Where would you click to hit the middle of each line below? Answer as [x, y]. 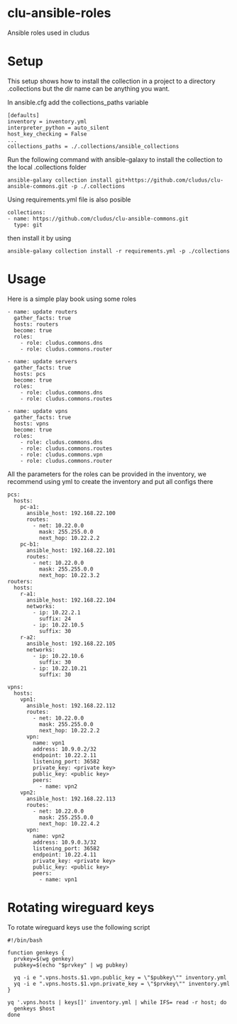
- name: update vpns [38, 411]
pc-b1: [30, 544]
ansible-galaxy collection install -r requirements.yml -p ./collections [119, 251]
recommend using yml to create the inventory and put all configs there [110, 481]
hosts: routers [36, 324]
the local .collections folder [47, 167]
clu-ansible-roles [59, 13]
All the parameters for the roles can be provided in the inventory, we [107, 474]
